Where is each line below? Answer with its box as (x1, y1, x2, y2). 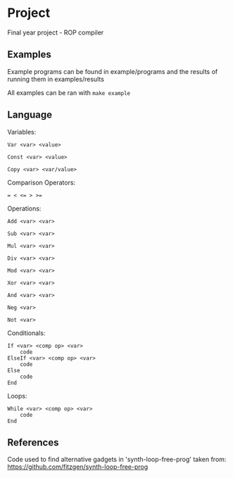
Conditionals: (7, 329, 46, 337)
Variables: (7, 127, 37, 136)
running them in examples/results (7, 75, 104, 83)
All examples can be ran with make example (7, 88, 131, 96)
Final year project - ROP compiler (7, 28, 104, 37)
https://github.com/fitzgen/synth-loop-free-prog (7, 463, 149, 471)
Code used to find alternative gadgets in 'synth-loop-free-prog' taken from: (7, 455, 227, 464)
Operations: (7, 204, 42, 213)
